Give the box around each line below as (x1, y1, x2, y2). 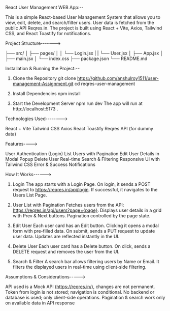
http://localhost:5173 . (12, 106, 58, 111)
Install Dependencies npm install (12, 91, 81, 96)
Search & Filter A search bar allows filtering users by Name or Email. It (12, 259, 160, 264)
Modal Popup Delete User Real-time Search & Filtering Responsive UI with (5, 156, 160, 162)
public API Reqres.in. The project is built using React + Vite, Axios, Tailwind (5, 25, 162, 31)
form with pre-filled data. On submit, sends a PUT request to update (12, 228, 155, 234)
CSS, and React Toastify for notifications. (5, 31, 91, 36)
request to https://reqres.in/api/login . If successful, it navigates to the (12, 187, 158, 192)
